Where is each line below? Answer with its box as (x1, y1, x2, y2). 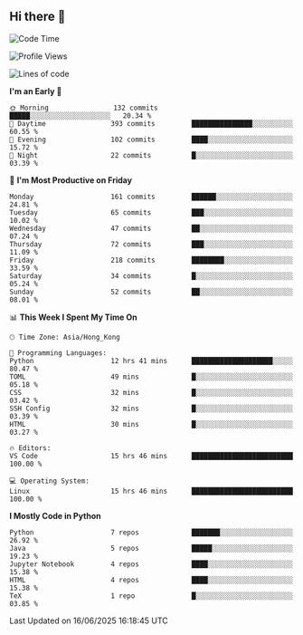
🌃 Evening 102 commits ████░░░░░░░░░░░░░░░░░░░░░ (9, 135, 294, 144)
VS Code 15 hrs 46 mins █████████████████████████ (9, 451, 294, 460)
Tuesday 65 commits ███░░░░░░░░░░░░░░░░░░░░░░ (9, 207, 294, 217)
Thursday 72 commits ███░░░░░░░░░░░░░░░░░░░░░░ (9, 239, 294, 249)
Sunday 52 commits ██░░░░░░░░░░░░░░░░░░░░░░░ (9, 287, 294, 296)
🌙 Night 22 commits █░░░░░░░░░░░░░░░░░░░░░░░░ (9, 150, 294, 159)
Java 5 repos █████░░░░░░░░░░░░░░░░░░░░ (9, 544, 294, 553)
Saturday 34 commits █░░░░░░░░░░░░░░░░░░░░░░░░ (9, 271, 294, 281)
